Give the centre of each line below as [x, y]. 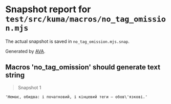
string [15, 75]
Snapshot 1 [29, 87]
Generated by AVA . [25, 51]
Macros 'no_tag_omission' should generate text [83, 67]
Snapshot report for [48, 9]
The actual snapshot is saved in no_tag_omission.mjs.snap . [67, 41]
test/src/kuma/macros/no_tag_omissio [86, 19]
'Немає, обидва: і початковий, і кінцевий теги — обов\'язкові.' [76, 97]
